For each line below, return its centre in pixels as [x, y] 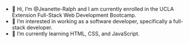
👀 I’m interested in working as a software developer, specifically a [92, 21]
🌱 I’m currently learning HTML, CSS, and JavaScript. [76, 34]
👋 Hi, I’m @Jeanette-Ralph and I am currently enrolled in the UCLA [93, 9]
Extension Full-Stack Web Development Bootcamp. [74, 15]
